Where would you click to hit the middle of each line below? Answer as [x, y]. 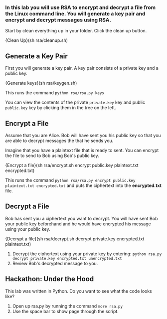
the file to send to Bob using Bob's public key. [52, 156]
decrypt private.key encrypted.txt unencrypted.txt [67, 258]
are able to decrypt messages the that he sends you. [59, 141]
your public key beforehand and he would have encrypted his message [78, 224]
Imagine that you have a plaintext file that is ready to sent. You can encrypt [82, 150]
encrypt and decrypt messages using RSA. [58, 20]
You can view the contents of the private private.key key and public [75, 102]
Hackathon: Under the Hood [50, 279]
